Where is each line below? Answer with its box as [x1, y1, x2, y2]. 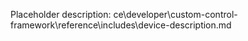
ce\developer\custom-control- [113, 9, 238, 20]
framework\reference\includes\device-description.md [10, 19, 232, 31]
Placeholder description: [10, 9, 112, 20]
